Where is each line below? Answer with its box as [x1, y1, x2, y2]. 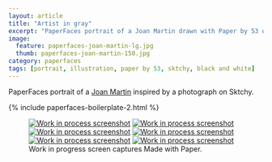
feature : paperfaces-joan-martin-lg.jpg [15, 42, 154, 50]
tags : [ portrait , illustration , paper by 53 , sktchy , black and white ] [8, 65, 255, 73]
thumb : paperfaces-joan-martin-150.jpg [15, 49, 151, 58]
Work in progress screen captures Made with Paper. [28, 143, 202, 154]
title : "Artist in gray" [8, 19, 92, 28]
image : [8, 34, 31, 43]
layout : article [8, 11, 63, 20]
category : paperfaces [8, 58, 82, 66]
